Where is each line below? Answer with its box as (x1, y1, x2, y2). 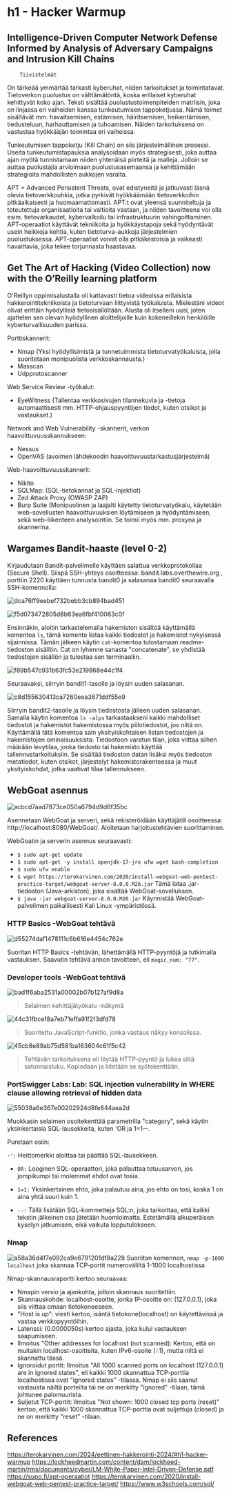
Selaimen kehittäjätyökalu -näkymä (23, 1002, 124, 1010)
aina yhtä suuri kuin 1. (17, 1193, 79, 1201)
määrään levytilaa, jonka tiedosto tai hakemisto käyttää (7, 742, 163, 751)
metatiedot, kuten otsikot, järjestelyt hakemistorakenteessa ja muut (7, 757, 198, 766)
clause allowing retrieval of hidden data (7, 1088, 143, 1098)
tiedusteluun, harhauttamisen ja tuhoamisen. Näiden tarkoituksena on (7, 120, 205, 128)
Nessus (17, 444, 39, 453)
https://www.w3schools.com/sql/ (119, 1480, 215, 1488)
